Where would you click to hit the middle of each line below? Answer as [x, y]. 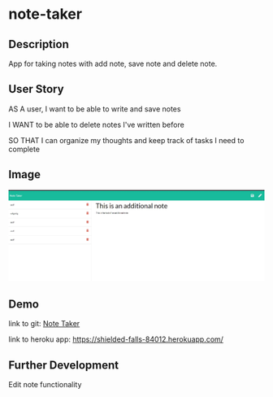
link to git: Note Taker [44, 324]
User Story [36, 89]
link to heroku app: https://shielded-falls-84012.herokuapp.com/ [116, 339]
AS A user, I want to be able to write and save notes [95, 109]
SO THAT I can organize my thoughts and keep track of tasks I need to [126, 140]
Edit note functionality [45, 385]
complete [24, 149]
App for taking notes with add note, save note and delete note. [113, 63]
